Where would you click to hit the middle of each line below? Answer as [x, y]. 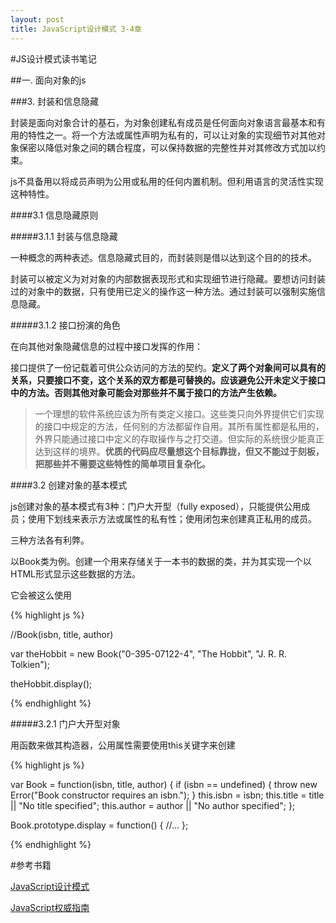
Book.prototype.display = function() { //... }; [99, 825]
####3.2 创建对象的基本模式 [69, 485]
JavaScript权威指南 [50, 907]
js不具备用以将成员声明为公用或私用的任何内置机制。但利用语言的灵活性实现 [167, 181]
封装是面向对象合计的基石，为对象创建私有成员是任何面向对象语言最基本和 [163, 122]
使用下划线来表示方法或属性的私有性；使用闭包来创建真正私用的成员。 [172, 518]
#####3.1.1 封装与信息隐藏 [64, 236]
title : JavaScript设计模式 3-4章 [76, 29]
